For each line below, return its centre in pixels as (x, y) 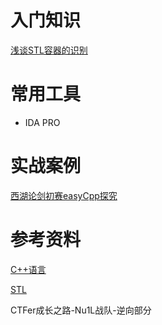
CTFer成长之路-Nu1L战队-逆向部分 (81, 310)
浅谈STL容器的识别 (49, 50)
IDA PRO (42, 122)
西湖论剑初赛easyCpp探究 (64, 195)
